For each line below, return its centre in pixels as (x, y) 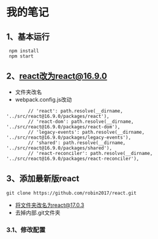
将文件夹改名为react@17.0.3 (50, 205)
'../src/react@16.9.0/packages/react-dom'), (63, 127)
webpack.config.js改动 (43, 99)
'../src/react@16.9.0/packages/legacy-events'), (69, 137)
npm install (24, 51)
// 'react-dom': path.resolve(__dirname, (81, 122)
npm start (21, 56)
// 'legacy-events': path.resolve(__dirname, (87, 132)
